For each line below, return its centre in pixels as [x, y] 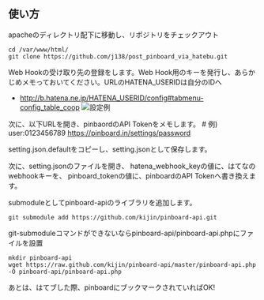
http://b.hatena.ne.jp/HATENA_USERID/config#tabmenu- [111, 98]
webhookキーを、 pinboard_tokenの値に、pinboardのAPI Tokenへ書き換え [129, 175]
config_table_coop [50, 107]
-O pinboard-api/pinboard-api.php [65, 272]
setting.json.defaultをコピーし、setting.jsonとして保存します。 [110, 149]
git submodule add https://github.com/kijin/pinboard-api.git [113, 217]
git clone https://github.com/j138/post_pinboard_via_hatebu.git [118, 56]
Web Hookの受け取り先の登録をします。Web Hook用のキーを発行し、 [121, 72]
